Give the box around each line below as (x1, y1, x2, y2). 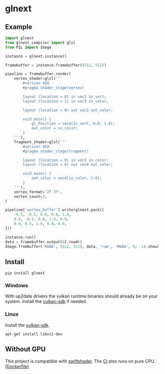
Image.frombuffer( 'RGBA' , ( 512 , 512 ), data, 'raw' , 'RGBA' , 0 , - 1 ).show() (5, 244, 162, 249)
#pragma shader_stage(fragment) (23, 149, 89, 153)
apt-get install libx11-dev (5, 332, 63, 337)
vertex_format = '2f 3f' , (14, 189, 63, 194)
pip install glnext (5, 271, 45, 276)
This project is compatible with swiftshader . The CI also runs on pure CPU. (5, 358, 156, 364)
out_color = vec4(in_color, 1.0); (31, 176, 102, 181)
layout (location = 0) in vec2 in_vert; (23, 94, 107, 99)
